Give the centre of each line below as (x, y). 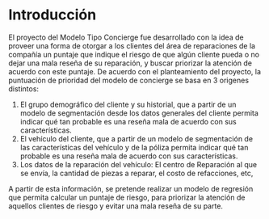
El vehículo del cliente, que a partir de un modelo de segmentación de (136, 138)
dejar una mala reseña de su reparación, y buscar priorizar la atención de (130, 63)
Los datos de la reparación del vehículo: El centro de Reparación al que (138, 164)
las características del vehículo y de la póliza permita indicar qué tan (134, 147)
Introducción (53, 15)
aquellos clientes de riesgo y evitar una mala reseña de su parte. (116, 206)
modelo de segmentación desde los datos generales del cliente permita (139, 113)
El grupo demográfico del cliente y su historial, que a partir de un (128, 104)
